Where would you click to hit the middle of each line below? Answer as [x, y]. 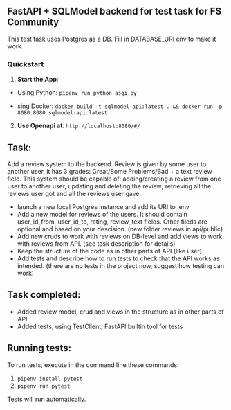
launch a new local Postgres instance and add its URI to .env [103, 206]
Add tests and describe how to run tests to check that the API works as [118, 258]
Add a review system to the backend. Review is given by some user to [107, 164]
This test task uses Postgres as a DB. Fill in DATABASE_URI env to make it [112, 39]
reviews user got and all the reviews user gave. [74, 193]
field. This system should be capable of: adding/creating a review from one [114, 179]
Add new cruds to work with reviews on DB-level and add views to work [120, 236]
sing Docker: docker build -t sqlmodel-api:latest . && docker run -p [120, 106]
